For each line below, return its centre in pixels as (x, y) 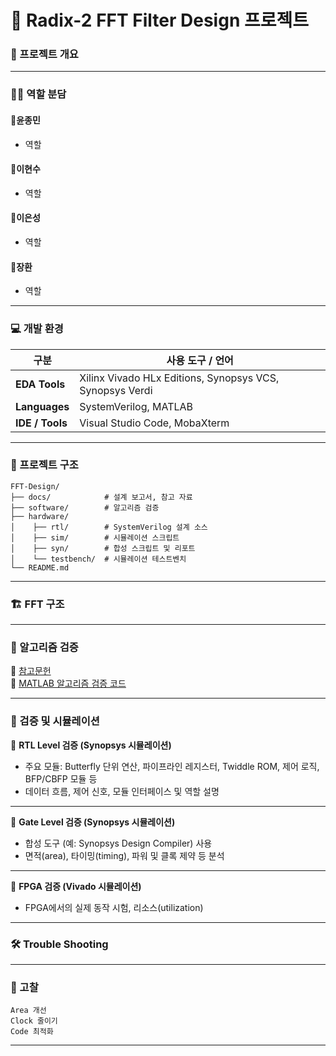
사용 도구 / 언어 (200, 360)
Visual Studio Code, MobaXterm (154, 423)
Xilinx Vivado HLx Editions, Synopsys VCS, (179, 378)
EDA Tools (40, 384)
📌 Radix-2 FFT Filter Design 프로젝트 (159, 20)
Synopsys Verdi (116, 390)
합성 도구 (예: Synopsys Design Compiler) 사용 (118, 843)
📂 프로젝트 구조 (44, 465)
